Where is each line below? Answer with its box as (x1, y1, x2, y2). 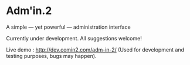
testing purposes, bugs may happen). (6, 52, 97, 59)
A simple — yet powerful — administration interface (6, 23, 131, 30)
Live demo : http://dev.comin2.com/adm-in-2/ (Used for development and (6, 46, 185, 53)
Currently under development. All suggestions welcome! (6, 35, 142, 42)
